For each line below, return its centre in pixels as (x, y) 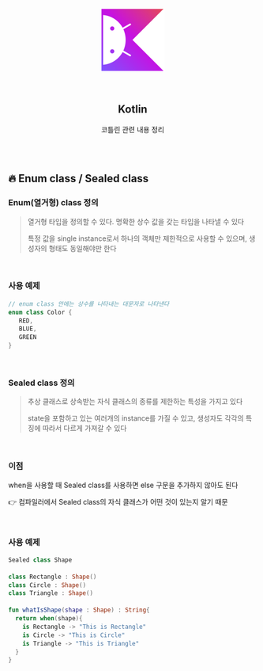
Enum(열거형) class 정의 (53, 203)
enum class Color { (40, 312)
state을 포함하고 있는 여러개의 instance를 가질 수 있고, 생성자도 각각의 (135, 418)
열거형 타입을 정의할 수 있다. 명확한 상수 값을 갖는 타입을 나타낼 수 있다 (136, 221)
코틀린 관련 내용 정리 (133, 129)
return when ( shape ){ (49, 619)
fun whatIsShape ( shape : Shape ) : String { (79, 610)
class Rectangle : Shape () (53, 577)
